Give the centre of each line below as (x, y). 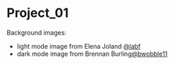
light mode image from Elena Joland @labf (79, 46)
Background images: (37, 32)
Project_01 (38, 13)
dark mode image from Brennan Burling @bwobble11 (92, 54)
